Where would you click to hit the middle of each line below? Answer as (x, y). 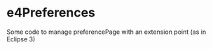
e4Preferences (51, 13)
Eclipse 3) (21, 39)
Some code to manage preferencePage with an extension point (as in (106, 32)
